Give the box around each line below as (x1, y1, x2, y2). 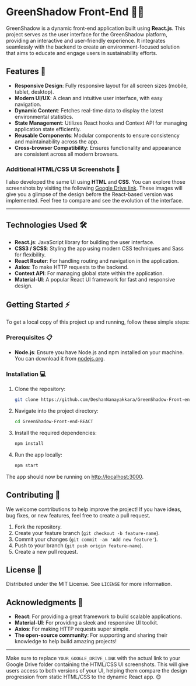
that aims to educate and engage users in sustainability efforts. (6, 49, 157, 56)
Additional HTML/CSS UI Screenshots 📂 (6, 165, 121, 173)
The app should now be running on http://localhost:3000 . (6, 473, 144, 480)
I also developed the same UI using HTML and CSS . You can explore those (6, 179, 185, 186)
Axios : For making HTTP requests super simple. (14, 626, 130, 633)
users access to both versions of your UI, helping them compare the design (6, 667, 188, 674)
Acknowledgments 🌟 (6, 597, 83, 608)
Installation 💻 (6, 370, 47, 378)
